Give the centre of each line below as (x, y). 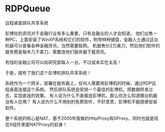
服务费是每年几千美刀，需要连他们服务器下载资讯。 (57, 52)
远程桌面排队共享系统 (27, 23)
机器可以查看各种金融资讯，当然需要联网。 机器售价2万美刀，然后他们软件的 (82, 45)
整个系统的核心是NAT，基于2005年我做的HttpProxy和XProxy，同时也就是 (80, 118)
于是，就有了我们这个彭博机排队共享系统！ (48, 72)
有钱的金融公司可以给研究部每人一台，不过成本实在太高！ (63, 62)
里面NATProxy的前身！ (44, 124)
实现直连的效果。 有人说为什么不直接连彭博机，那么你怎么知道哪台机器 (85, 95)
